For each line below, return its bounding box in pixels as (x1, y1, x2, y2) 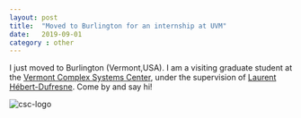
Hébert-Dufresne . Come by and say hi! (9, 81, 153, 92)
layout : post (9, 13, 58, 22)
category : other (9, 38, 75, 47)
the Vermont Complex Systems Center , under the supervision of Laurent (9, 72, 277, 83)
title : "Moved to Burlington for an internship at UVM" (9, 21, 227, 30)
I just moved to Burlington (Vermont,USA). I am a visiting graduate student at (9, 63, 293, 73)
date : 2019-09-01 (9, 29, 83, 38)
